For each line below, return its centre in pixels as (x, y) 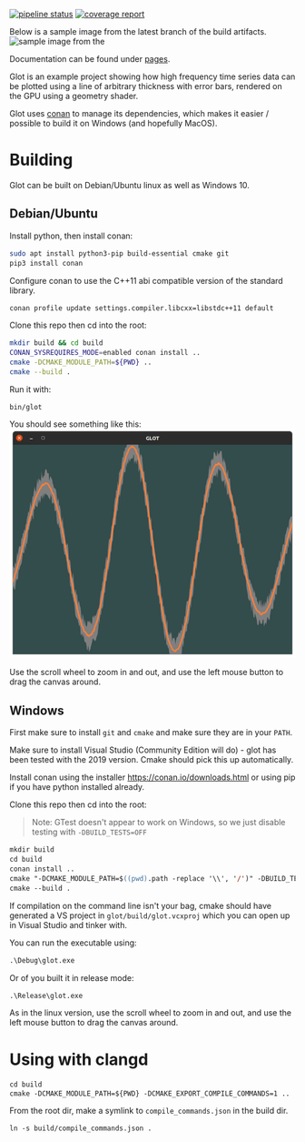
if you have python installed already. (77, 787)
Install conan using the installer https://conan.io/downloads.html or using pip (152, 777)
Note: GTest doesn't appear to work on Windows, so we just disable (158, 823)
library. (23, 290)
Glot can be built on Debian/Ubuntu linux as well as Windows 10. (129, 185)
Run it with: (30, 389)
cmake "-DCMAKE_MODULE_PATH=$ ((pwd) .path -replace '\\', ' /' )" (132, 878)
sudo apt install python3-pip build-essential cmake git (119, 253)
